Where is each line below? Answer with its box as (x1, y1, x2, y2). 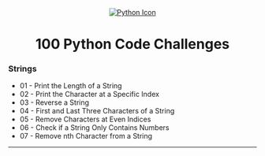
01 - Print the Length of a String (19, 81, 122, 91)
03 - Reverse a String (19, 98, 89, 107)
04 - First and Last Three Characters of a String (19, 106, 175, 116)
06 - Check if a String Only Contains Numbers (19, 123, 170, 132)
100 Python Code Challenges (35, 35, 230, 54)
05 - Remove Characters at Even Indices (19, 114, 151, 124)
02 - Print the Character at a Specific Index (19, 90, 160, 99)
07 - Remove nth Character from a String (19, 132, 152, 141)
